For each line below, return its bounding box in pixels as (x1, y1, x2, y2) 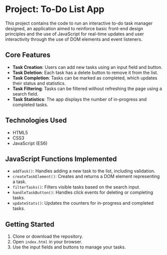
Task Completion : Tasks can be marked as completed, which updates (12, 74, 157, 81)
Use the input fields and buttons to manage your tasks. (12, 244, 126, 250)
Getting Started (5, 220, 55, 228)
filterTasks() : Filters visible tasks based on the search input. (12, 184, 140, 190)
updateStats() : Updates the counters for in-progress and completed (12, 200, 154, 206)
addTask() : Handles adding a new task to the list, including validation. (12, 168, 155, 174)
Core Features (5, 51, 51, 59)
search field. (12, 91, 39, 97)
